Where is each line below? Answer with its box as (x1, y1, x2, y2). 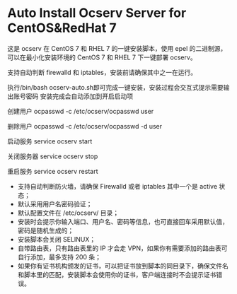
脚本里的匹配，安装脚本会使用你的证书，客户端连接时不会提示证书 (23, 270, 216, 278)
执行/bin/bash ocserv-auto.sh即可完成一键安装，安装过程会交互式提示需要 (7, 83, 224, 91)
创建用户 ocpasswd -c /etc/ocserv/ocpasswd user (7, 107, 154, 115)
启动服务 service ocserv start (7, 136, 93, 146)
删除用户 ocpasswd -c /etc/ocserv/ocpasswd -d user (7, 122, 163, 130)
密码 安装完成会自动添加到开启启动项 (25, 92, 133, 100)
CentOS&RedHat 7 (7, 20, 117, 36)
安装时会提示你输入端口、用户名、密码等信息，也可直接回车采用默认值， (17, 217, 229, 225)
